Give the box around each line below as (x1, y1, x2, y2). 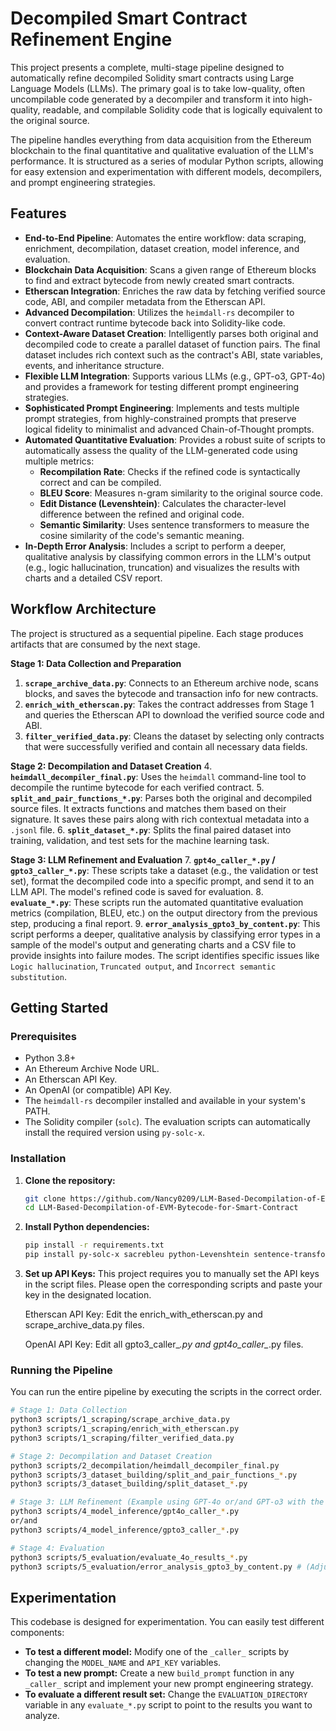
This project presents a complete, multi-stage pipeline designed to (10, 61, 285, 73)
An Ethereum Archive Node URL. (24, 1063, 160, 1075)
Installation (10, 1152, 67, 1166)
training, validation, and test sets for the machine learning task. (10, 834, 270, 846)
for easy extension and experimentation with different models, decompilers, (10, 165, 323, 177)
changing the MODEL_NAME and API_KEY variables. (24, 1657, 222, 1669)
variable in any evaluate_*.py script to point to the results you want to (24, 1699, 313, 1711)
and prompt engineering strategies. (10, 176, 156, 188)
